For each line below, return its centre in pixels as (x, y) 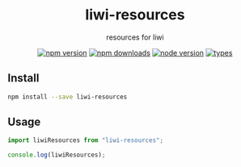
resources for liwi (135, 37)
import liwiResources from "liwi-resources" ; (85, 140)
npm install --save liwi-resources (68, 97)
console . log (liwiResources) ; (57, 155)
